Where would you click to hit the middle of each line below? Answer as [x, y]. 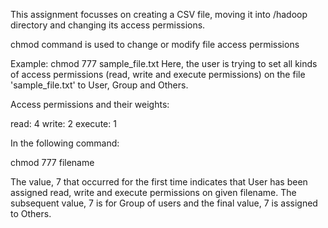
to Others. [31, 213]
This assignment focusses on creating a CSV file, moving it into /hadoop [159, 14]
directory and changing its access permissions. [108, 25]
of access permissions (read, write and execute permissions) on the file [158, 74]
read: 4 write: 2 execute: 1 [63, 123]
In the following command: [65, 143]
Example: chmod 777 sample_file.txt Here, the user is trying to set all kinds [164, 63]
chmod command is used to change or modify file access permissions [155, 44]
